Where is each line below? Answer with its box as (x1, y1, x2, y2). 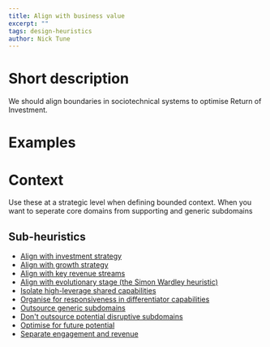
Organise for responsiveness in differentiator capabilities (19, 294, 210, 305)
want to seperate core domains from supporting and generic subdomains (8, 206, 253, 216)
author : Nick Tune (8, 34, 71, 43)
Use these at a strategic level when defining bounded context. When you (8, 197, 252, 207)
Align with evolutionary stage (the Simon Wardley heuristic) (19, 277, 219, 287)
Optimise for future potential (19, 320, 115, 330)
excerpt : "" (8, 20, 49, 28)
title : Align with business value (8, 11, 126, 20)
